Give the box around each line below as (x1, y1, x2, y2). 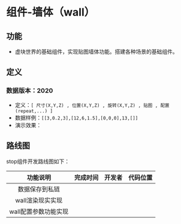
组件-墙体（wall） (6, 5, 95, 19)
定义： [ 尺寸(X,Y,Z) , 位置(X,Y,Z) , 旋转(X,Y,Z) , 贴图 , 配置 (14, 101, 170, 108)
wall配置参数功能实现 (9, 207, 69, 216)
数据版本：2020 (6, 87, 53, 95)
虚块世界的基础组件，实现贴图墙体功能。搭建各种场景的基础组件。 (14, 48, 178, 55)
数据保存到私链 (17, 185, 60, 193)
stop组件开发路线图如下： (6, 158, 70, 165)
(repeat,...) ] (14, 108, 53, 114)
